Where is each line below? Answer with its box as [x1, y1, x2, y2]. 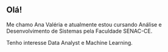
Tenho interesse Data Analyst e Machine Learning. [6, 39, 133, 46]
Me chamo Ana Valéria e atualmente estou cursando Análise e [6, 21, 163, 28]
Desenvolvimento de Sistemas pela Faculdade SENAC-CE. [6, 27, 153, 34]
